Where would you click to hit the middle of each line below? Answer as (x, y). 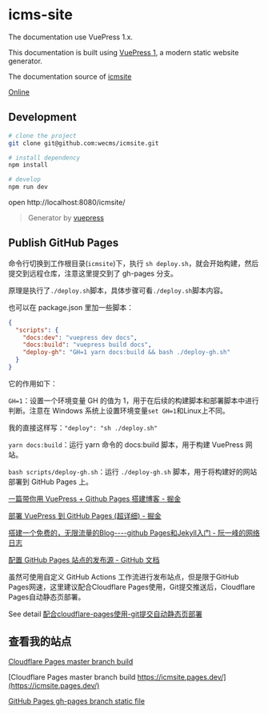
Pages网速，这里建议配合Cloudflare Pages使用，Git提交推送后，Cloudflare (132, 587)
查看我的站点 (40, 641)
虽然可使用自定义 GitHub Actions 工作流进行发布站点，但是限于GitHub (124, 577)
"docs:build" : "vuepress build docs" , (87, 345)
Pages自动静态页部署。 (47, 597)
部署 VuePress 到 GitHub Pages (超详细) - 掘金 (85, 515)
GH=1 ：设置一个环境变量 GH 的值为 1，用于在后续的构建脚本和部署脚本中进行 (134, 400)
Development (43, 117)
